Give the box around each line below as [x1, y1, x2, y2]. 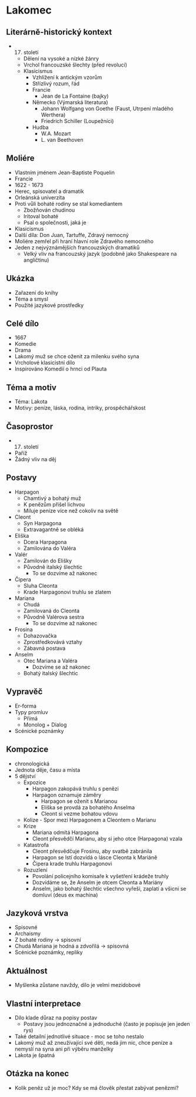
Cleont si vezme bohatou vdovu [41, 810, 118, 817]
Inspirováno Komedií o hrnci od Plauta [14, 365, 107, 372]
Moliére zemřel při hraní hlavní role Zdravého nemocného [14, 238, 154, 245]
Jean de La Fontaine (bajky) [41, 92, 109, 99]
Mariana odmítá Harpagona [32, 829, 99, 836]
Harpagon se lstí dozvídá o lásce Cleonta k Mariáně [32, 853, 158, 861]
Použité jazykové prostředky [14, 301, 84, 309]
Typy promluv [14, 708, 48, 715]
